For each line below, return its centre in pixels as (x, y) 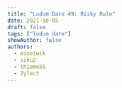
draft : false (27, 27)
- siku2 (25, 60)
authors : (20, 47)
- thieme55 (30, 67)
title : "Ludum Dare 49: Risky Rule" (61, 14)
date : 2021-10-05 (33, 21)
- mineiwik (30, 54)
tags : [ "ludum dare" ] (39, 34)
